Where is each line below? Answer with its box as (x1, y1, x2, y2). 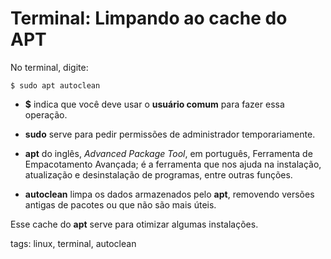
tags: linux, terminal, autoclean (10, 237, 137, 249)
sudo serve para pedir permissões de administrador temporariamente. (24, 128, 316, 140)
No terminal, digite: (10, 61, 89, 73)
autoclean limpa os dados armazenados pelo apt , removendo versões (24, 188, 315, 200)
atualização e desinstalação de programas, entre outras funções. (24, 168, 293, 181)
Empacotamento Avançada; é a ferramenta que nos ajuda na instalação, (24, 158, 322, 170)
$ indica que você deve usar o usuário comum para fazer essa (24, 98, 285, 110)
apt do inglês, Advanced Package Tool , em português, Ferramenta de (24, 147, 313, 159)
